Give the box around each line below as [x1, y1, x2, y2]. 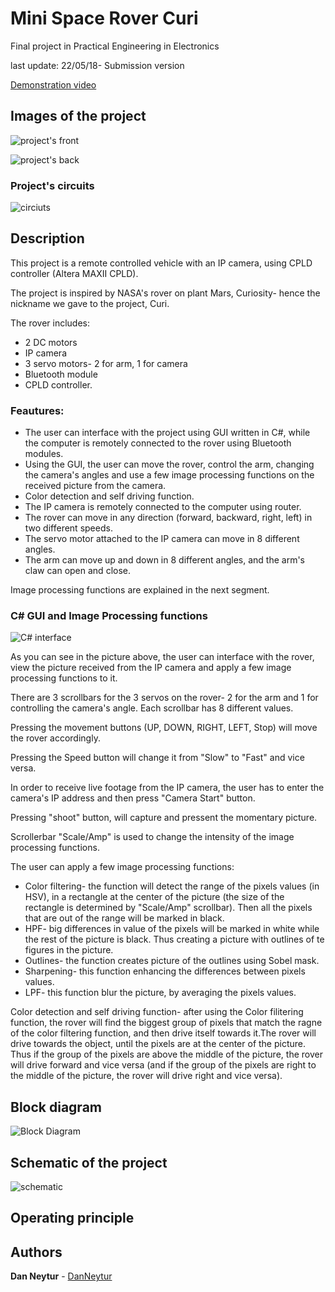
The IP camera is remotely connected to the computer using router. [24, 501, 302, 513]
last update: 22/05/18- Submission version [10, 59, 185, 71]
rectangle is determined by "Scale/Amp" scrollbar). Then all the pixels [24, 902, 313, 914]
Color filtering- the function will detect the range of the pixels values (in [24, 880, 320, 892]
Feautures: [10, 403, 65, 417]
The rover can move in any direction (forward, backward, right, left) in [24, 512, 313, 524]
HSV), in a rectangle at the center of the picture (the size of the [24, 891, 285, 903]
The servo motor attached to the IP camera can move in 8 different [24, 533, 300, 545]
